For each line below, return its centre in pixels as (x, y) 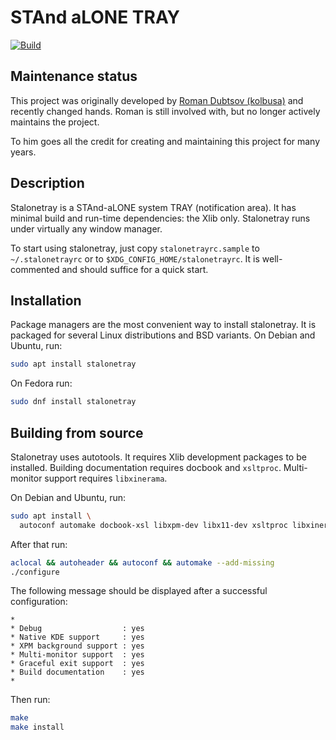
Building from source (77, 432)
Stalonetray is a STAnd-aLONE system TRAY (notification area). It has (153, 207)
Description (47, 183)
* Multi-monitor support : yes (77, 655)
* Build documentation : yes (77, 672)
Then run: (30, 700)
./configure (35, 572)
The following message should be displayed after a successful (139, 591)
